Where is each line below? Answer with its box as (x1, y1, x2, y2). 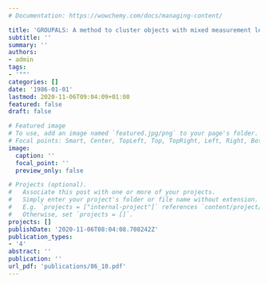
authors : (8, 49, 37, 57)
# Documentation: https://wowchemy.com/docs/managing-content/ (8, 11, 223, 20)
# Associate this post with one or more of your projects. (8, 188, 216, 196)
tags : (8, 63, 26, 72)
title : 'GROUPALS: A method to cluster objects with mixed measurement (8, 26, 251, 34)
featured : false (8, 100, 62, 108)
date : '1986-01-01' (8, 85, 73, 93)
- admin (8, 56, 34, 64)
